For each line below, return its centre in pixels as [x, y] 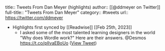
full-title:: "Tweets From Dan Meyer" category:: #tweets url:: [67, 12]
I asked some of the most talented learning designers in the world [87, 32]
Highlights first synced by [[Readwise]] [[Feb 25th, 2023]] [72, 27]
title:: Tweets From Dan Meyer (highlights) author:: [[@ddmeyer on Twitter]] [83, 7]
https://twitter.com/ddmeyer [34, 18]
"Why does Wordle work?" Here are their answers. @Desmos [83, 38]
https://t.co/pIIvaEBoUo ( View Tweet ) [58, 43]
